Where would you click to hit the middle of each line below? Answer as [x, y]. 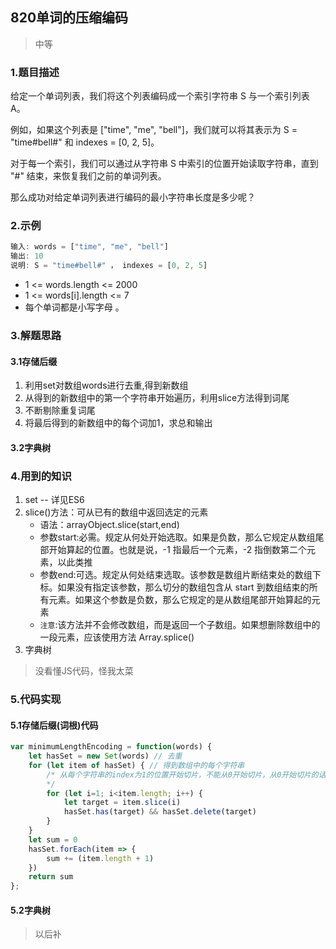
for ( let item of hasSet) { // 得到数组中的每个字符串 [136, 765]
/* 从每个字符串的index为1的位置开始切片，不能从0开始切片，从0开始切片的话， [190, 774]
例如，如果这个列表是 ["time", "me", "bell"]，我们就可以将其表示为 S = [154, 130]
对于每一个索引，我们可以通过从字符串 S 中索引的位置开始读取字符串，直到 [164, 164]
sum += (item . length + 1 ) [100, 858]
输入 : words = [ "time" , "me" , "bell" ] [89, 247]
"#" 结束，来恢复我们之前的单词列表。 [88, 176]
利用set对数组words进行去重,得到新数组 [106, 385]
